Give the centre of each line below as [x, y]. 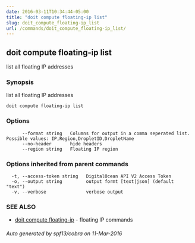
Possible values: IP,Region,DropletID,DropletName [70, 138]
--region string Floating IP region [70, 149]
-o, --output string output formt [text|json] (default [93, 181]
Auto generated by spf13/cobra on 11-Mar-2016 [64, 233]
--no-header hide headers [62, 144]
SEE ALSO [21, 207]
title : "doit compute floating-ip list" [57, 17]
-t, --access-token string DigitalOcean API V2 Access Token [91, 176]
